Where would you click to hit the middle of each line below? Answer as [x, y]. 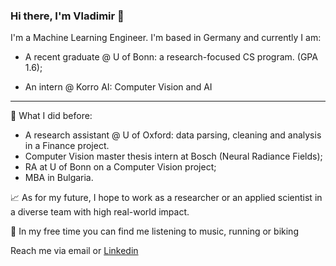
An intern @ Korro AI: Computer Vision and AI [118, 87]
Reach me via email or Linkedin [74, 251]
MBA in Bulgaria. [59, 178]
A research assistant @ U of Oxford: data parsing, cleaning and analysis [173, 135]
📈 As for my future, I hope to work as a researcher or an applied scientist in [166, 198]
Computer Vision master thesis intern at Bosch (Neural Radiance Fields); [173, 156]
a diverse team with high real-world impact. [100, 212]
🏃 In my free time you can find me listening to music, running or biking [154, 231]
